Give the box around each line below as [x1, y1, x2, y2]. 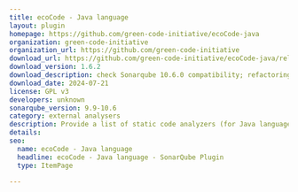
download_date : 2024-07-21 [9, 79, 109, 88]
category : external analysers [9, 111, 122, 120]
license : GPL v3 [9, 87, 69, 96]
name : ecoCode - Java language [17, 144, 133, 153]
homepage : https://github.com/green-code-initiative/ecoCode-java [9, 29, 260, 38]
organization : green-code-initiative [9, 37, 149, 47]
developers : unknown [9, 95, 86, 104]
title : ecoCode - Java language [9, 12, 129, 22]
